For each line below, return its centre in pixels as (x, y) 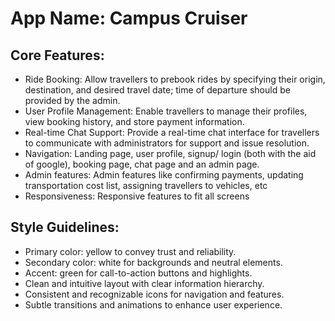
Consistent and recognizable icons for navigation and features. (154, 294)
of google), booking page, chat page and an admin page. (142, 164)
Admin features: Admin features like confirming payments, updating (164, 175)
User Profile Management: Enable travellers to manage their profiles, (166, 111)
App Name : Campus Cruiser (129, 18)
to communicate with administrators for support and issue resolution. (167, 143)
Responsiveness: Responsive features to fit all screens (137, 196)
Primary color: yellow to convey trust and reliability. (130, 251)
